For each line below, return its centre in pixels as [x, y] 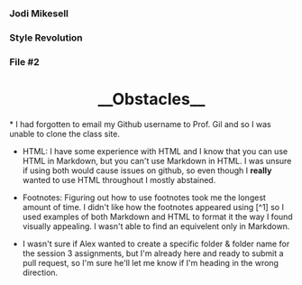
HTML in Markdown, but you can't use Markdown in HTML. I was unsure [157, 161]
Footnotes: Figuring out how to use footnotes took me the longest [144, 198]
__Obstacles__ [151, 99]
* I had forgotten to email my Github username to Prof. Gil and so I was [141, 124]
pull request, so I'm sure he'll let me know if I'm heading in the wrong [151, 262]
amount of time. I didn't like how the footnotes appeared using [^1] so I [153, 207]
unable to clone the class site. [64, 133]
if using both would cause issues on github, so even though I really [147, 170]
